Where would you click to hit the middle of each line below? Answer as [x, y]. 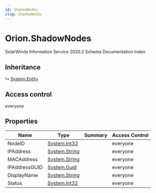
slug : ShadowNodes [24, 14]
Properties [21, 121]
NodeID [16, 143]
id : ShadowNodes [21, 10]
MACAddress [23, 159]
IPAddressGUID [25, 167]
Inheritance [23, 67]
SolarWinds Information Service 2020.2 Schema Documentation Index [75, 52]
